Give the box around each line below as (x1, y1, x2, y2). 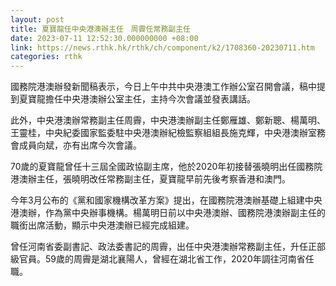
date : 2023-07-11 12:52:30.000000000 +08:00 (10, 33, 199, 43)
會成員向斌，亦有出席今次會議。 (10, 139, 142, 151)
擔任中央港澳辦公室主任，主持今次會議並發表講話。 (44, 93, 256, 105)
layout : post (10, 14, 65, 25)
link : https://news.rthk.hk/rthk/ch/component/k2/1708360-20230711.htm (10, 42, 315, 53)
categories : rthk (10, 52, 83, 62)
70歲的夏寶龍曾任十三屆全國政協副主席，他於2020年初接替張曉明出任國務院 (10, 161, 323, 173)
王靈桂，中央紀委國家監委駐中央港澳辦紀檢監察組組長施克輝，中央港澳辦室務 (10, 127, 326, 139)
